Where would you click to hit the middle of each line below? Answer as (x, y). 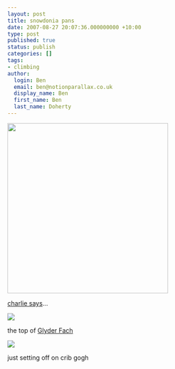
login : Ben (30, 80)
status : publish (31, 47)
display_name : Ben (41, 93)
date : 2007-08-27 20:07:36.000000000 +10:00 (74, 27)
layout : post (27, 14)
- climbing (23, 67)
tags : (15, 61)
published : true (31, 41)
